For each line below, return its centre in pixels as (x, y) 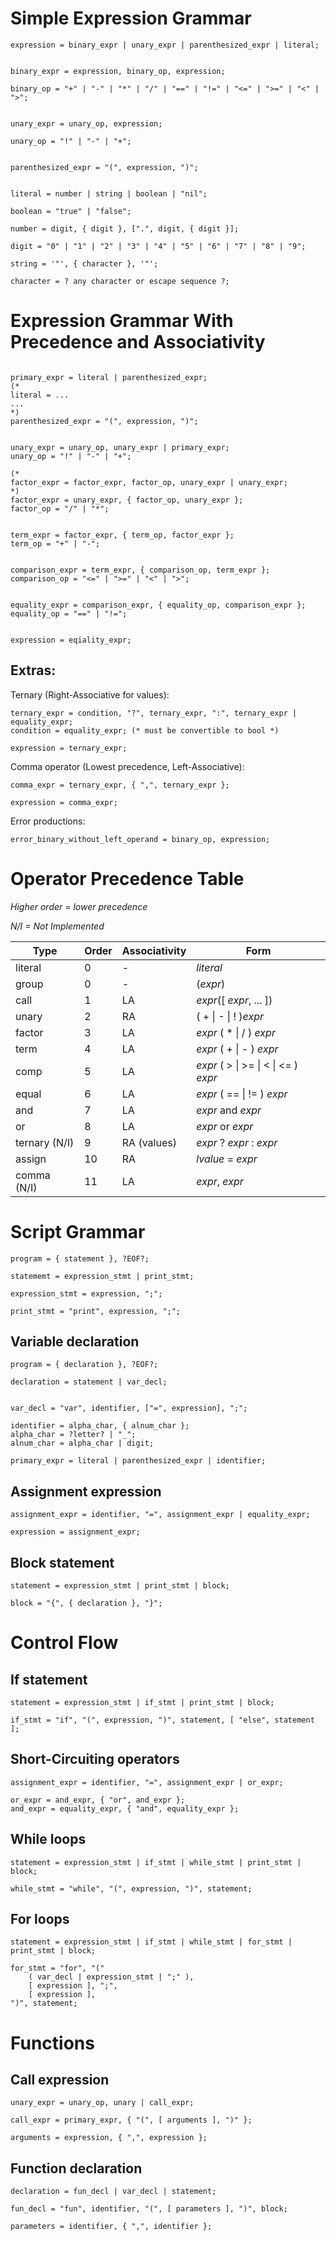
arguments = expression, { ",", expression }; (109, 2138)
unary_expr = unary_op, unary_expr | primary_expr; (120, 447)
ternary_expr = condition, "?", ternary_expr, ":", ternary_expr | (154, 713)
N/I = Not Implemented (57, 926)
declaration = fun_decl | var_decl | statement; (113, 2192)
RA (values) (149, 1142)
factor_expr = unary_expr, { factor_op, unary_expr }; (127, 500)
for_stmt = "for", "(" (57, 1968)
